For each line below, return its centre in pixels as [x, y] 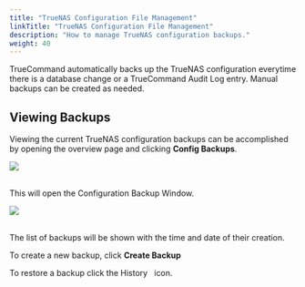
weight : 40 [30, 43]
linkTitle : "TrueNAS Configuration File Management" [112, 26]
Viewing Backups [60, 117]
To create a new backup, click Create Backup [96, 255]
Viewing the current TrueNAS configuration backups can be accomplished [149, 139]
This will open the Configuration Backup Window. [102, 193]
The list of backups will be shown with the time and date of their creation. [147, 238]
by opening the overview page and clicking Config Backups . [123, 149]
